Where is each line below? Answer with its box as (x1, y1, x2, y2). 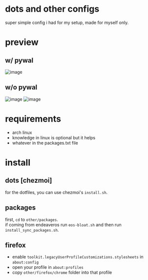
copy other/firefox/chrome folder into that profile (12, 270, 112, 276)
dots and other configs (5, 3, 100, 15)
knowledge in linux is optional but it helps (12, 134, 96, 140)
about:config (12, 260, 39, 265)
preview (5, 37, 39, 48)
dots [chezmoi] (5, 176, 52, 185)
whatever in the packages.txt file (12, 140, 78, 146)
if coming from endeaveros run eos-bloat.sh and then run (5, 221, 122, 228)
